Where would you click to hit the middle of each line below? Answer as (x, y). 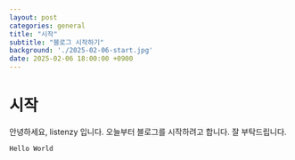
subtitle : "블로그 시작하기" (57, 42)
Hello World (31, 148)
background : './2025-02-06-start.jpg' (81, 51)
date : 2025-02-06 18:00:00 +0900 (71, 59)
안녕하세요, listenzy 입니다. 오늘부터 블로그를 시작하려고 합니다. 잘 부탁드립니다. (148, 132)
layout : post (33, 17)
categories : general (48, 26)
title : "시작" (33, 34)
